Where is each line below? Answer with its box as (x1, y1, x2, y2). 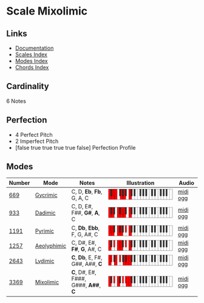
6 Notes (6, 97, 26, 104)
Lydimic (35, 257, 55, 264)
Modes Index (15, 58, 48, 64)
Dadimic (35, 209, 56, 216)
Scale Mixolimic (6, 4, 88, 18)
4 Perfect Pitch (15, 131, 53, 138)
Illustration (126, 179, 155, 186)
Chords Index (15, 64, 49, 71)
